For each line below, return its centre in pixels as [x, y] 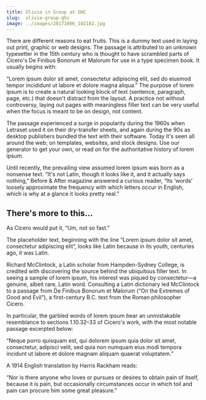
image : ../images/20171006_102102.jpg [56, 23]
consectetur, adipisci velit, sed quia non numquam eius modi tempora [94, 347]
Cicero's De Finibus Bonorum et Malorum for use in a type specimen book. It [103, 60]
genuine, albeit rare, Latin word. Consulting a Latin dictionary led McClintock [103, 284]
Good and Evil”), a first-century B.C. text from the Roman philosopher [94, 298]
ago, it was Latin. [28, 253]
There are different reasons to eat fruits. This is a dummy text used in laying [102, 41]
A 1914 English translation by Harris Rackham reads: [72, 366]
